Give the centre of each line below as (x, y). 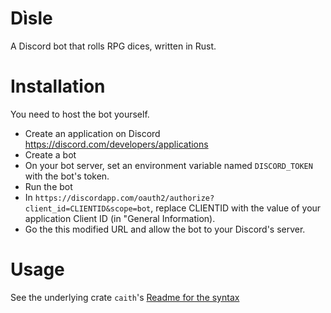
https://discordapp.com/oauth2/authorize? (124, 198)
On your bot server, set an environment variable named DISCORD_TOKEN (168, 165)
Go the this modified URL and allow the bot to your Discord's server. (165, 229)
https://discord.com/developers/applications (116, 144)
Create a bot (50, 154)
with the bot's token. (67, 176)
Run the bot (48, 186)
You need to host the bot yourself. (80, 114)
